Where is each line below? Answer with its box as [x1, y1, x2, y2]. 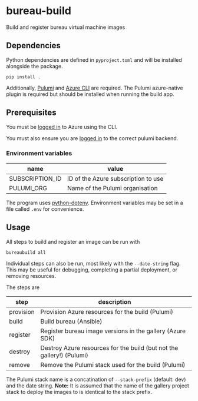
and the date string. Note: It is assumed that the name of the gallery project [6, 382, 190, 389]
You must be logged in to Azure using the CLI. [6, 123, 118, 130]
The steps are [6, 284, 40, 291]
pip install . [6, 74, 41, 80]
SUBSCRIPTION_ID [9, 174, 62, 183]
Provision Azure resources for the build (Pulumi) [40, 307, 174, 316]
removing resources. [6, 272, 57, 279]
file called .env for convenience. [6, 205, 84, 213]
